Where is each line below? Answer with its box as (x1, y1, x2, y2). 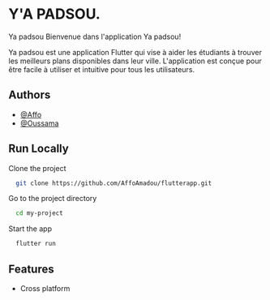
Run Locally (8, 142, 69, 156)
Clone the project (8, 163, 66, 173)
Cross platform (19, 284, 71, 293)
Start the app (8, 224, 53, 234)
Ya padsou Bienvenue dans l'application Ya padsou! (8, 32, 182, 41)
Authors (8, 88, 51, 102)
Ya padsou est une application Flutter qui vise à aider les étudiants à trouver (8, 47, 262, 57)
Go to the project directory (8, 194, 97, 204)
